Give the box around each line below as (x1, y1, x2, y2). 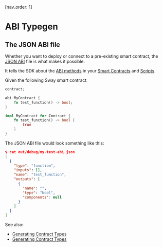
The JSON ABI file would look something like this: (5, 140, 104, 146)
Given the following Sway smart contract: (5, 77, 88, 83)
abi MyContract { (5, 95, 40, 100)
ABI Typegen (5, 21, 58, 32)
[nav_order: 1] (5, 4, 33, 10)
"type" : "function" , (14, 163, 55, 168)
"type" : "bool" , (22, 190, 55, 195)
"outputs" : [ (14, 177, 40, 182)
